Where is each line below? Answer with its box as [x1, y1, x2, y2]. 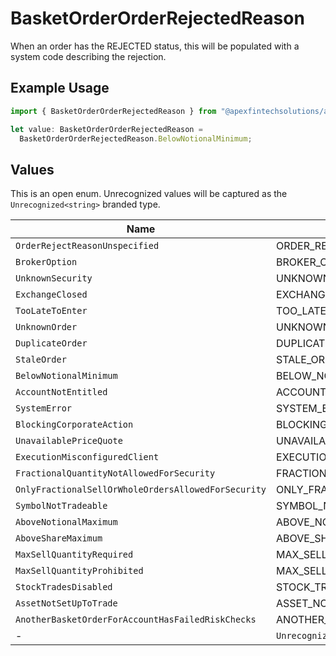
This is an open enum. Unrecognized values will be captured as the [10, 188, 288, 200]
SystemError [15, 403, 73, 414]
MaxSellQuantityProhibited [15, 565, 144, 577]
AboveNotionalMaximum [15, 517, 118, 528]
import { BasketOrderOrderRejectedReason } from [10, 106, 217, 116]
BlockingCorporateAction [15, 419, 134, 431]
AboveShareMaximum [15, 533, 103, 544]
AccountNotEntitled [15, 387, 108, 398]
